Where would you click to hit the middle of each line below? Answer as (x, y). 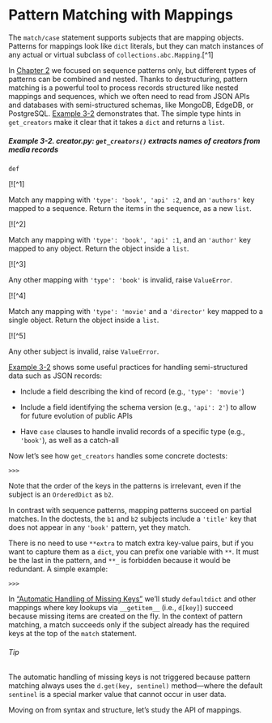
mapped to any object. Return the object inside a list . (99, 248)
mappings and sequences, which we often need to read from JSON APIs (129, 96)
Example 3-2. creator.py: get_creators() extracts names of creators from (134, 140)
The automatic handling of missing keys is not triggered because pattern (130, 677)
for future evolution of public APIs (76, 415)
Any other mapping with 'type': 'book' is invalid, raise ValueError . (121, 280)
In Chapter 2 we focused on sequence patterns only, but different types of (132, 70)
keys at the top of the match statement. (73, 633)
